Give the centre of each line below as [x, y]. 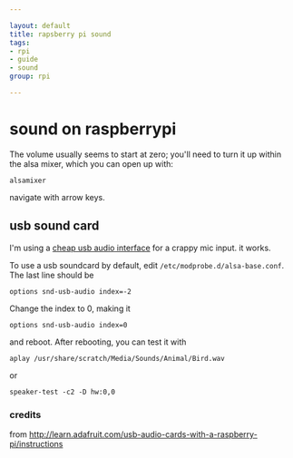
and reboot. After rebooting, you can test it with [98, 342]
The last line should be [52, 275]
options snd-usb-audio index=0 [68, 325]
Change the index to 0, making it [70, 308]
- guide [24, 60]
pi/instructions [36, 443]
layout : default [40, 25]
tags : [20, 43]
